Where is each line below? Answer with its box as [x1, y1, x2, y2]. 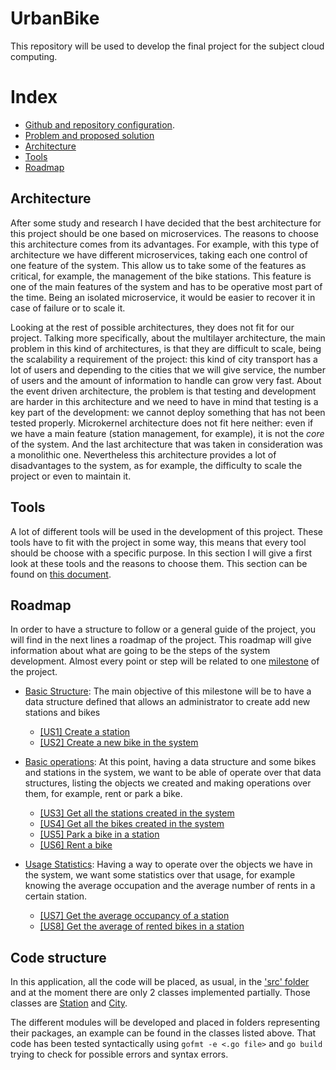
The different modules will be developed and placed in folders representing [10, 1017, 321, 1029]
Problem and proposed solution [24, 129, 155, 141]
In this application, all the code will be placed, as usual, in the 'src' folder [10, 976, 310, 988]
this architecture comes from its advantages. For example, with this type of [10, 238, 320, 250]
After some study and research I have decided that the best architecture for [10, 217, 322, 229]
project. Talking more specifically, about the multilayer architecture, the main [10, 332, 326, 344]
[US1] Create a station [39, 726, 131, 738]
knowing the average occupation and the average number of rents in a [24, 880, 316, 892]
